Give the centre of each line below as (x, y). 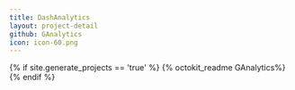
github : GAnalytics (46, 34)
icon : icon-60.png (44, 42)
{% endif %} (32, 78)
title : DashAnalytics (50, 17)
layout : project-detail (54, 26)
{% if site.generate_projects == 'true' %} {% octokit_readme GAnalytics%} (147, 68)
